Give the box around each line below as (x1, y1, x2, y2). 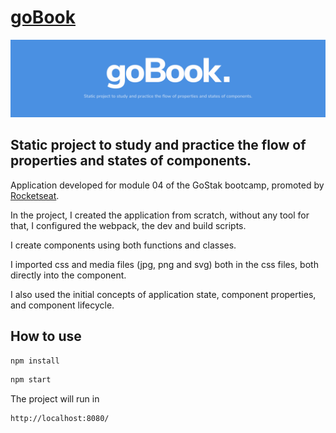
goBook (10, 6, 76, 29)
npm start (10, 375, 52, 385)
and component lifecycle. (10, 299, 115, 311)
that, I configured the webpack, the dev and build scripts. (10, 219, 247, 231)
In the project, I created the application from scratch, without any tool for (10, 209, 310, 221)
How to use (10, 328, 82, 345)
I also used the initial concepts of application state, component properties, (10, 288, 317, 300)
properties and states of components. (10, 152, 252, 170)
